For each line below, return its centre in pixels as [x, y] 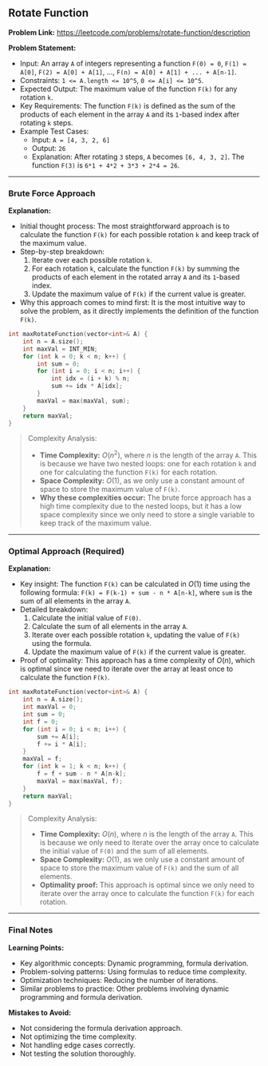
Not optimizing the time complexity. [78, 1036]
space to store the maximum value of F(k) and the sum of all [139, 868]
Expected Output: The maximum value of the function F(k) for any [128, 89]
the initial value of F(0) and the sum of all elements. [124, 851]
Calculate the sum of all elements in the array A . [110, 627]
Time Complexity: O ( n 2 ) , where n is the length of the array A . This [148, 454]
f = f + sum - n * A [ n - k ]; [82, 774]
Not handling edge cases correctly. [77, 1044]
